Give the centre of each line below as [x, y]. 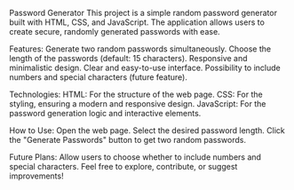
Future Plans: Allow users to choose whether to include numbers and [135, 157]
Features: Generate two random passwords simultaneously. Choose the [140, 49]
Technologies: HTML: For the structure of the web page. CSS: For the [136, 94]
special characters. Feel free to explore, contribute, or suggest [123, 166]
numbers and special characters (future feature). [99, 77]
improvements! [36, 176]
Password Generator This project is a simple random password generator [143, 13]
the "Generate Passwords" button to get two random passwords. [128, 140]
